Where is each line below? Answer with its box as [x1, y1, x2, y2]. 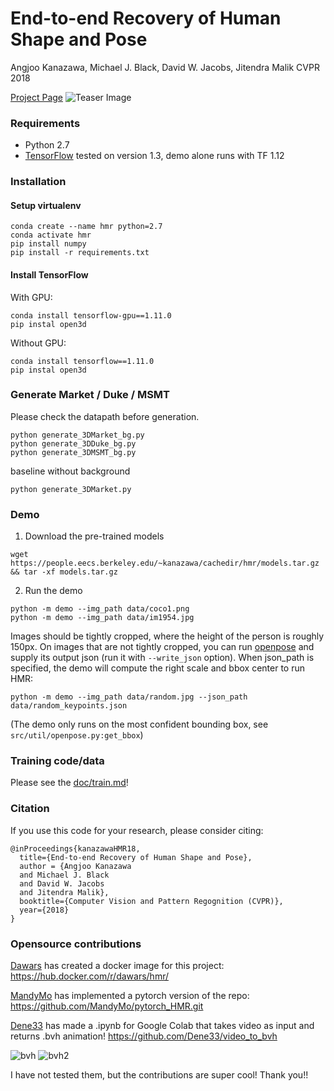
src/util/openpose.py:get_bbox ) [10, 729, 144, 741]
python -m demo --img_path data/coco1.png [10, 604, 190, 614]
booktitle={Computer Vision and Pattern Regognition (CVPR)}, [19, 896, 284, 906]
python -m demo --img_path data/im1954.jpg [10, 613, 195, 623]
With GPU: [10, 291, 53, 303]
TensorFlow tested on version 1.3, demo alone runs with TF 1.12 [24, 150, 285, 162]
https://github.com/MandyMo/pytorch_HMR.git [10, 1000, 204, 1012]
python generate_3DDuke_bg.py [10, 438, 137, 449]
